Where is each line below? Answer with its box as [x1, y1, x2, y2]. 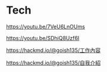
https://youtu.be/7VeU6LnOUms [6, 23, 85, 30]
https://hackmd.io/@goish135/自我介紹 [6, 59, 101, 66]
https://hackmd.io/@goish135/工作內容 [6, 47, 101, 54]
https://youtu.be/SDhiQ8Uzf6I [6, 34, 80, 41]
